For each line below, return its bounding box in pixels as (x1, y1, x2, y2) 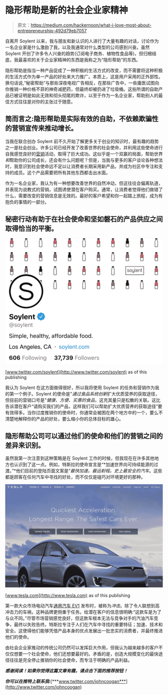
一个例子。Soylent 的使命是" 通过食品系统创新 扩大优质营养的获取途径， (13, 390, 160, 396)
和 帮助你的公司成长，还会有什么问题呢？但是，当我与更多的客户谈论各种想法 (5, 157, 163, 163)
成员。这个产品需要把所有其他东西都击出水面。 (13, 169, 110, 175)
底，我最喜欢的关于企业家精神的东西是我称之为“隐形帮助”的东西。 (5, 56, 141, 62)
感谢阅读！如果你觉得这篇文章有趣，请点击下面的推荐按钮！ (5, 667, 128, 673)
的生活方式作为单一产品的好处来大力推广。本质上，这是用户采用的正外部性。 (5, 73, 163, 79)
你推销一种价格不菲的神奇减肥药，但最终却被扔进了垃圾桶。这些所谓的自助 (5, 86, 158, 92)
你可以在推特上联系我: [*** (5, 678, 59, 684)
